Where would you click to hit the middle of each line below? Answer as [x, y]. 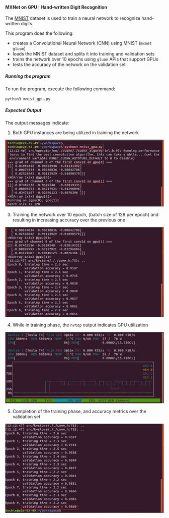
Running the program [28, 76]
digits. [27, 24]
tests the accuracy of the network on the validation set [69, 65]
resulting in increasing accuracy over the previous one [69, 220]
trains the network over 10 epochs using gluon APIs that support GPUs [85, 59]
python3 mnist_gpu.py [28, 99]
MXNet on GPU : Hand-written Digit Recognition [56, 7]
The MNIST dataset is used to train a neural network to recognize [73, 18]
